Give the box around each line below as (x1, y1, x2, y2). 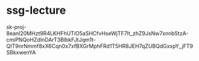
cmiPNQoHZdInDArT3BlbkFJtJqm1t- (6, 36, 96, 43)
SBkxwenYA (6, 48, 36, 56)
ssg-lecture (6, 4, 66, 17)
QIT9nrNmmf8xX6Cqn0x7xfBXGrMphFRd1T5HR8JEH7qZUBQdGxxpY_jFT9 (6, 42, 194, 50)
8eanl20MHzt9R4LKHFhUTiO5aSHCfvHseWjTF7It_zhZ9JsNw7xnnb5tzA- (6, 29, 189, 36)
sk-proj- (6, 23, 27, 30)
